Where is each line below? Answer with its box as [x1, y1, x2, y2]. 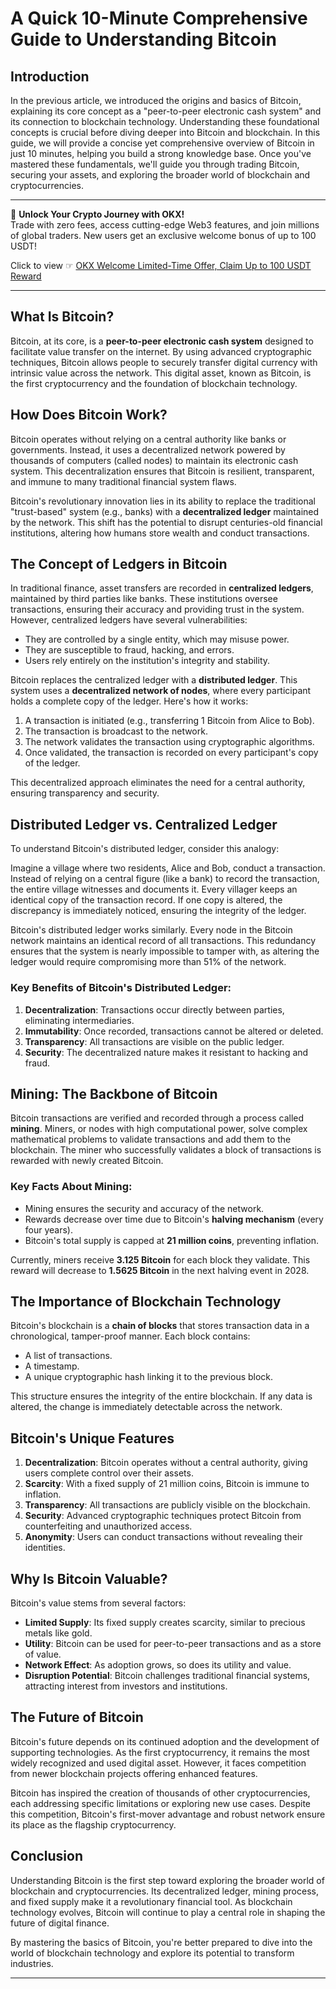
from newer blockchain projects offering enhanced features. [10, 1767, 258, 1779]
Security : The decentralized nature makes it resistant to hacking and [24, 1046, 309, 1058]
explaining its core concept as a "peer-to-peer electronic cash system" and [10, 105, 322, 117]
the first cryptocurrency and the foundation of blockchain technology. [10, 377, 298, 389]
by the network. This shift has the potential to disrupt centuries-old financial [10, 516, 323, 528]
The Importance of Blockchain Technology [10, 1293, 282, 1311]
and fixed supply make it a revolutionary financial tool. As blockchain [10, 1895, 293, 1907]
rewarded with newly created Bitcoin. [10, 1155, 164, 1167]
